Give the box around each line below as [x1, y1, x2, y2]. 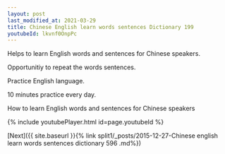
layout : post [7, 10, 46, 18]
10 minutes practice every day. [7, 90, 97, 99]
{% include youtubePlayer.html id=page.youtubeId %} [7, 118, 164, 126]
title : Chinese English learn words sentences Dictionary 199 [7, 23, 194, 30]
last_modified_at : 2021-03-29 [7, 17, 97, 24]
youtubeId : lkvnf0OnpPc [7, 30, 78, 37]
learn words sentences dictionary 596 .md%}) [7, 139, 142, 148]
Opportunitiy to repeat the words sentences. [7, 63, 136, 71]
